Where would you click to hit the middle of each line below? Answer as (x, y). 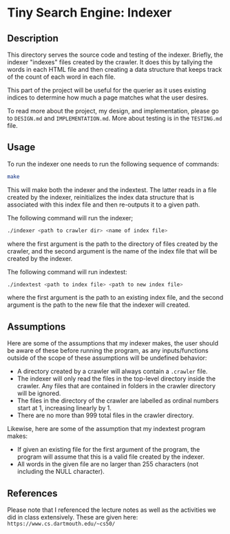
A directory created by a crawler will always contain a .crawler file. (112, 372)
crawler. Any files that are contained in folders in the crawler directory (116, 386)
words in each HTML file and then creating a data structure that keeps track (115, 69)
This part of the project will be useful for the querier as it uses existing (107, 90)
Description (33, 38)
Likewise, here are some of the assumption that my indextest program (106, 429)
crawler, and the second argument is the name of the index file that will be (112, 251)
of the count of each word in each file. (61, 77)
